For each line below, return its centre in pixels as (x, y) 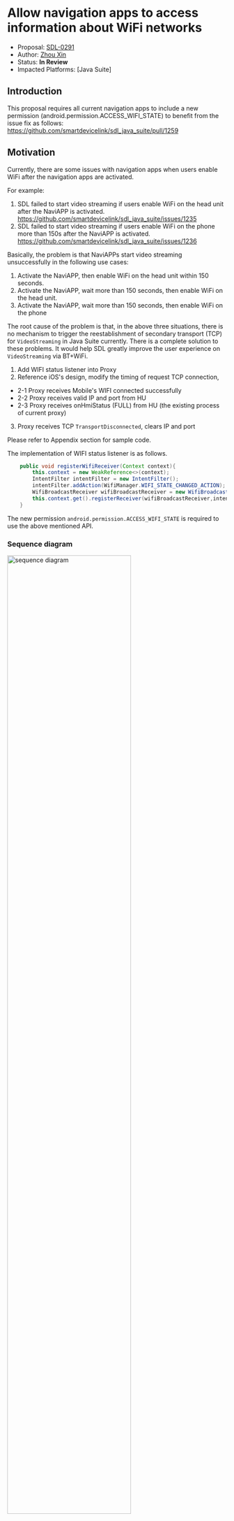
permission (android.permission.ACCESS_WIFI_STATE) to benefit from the (113, 115)
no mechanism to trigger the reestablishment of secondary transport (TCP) (115, 333)
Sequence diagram (40, 544)
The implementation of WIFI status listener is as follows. (87, 453)
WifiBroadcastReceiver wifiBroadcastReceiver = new (109, 492)
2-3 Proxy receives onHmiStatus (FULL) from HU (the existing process (118, 405)
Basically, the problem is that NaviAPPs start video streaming (95, 254)
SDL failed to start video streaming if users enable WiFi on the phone (116, 226)
